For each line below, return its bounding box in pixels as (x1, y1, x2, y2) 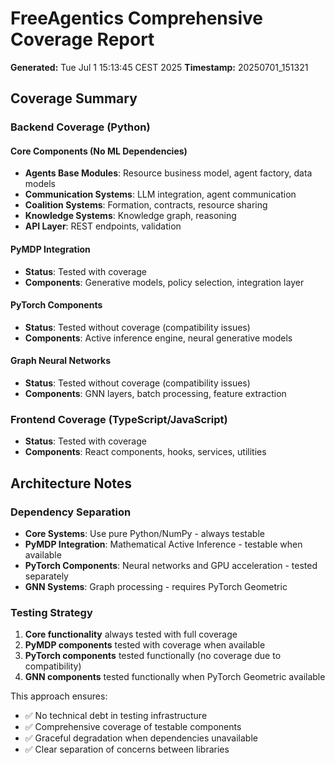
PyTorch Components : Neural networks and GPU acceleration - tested (24, 560, 318, 572)
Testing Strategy (10, 605, 93, 619)
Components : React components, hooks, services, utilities (24, 446, 267, 458)
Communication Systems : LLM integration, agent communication (24, 188, 297, 201)
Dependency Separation (10, 505, 132, 519)
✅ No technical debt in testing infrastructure (24, 710, 208, 722)
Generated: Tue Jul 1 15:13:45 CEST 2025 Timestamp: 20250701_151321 (10, 61, 309, 73)
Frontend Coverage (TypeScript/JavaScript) (10, 412, 228, 426)
